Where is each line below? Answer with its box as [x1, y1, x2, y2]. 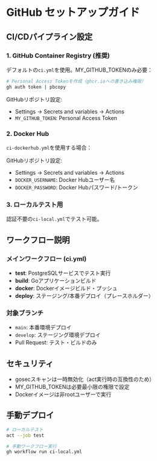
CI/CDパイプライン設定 [6, 32, 93, 42]
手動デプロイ [6, 410, 54, 420]
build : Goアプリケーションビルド [14, 277, 97, 284]
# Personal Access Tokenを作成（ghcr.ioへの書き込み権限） [6, 78, 146, 84]
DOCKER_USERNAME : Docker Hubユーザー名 [14, 176, 115, 183]
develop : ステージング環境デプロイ [14, 331, 101, 338]
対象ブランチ [6, 309, 44, 317]
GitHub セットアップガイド [6, 5, 140, 19]
